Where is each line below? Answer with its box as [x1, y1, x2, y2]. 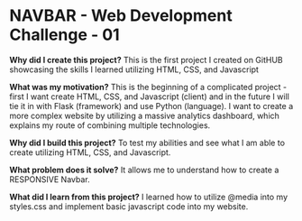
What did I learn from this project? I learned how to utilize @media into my [9, 191, 288, 202]
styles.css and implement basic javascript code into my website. [9, 200, 249, 212]
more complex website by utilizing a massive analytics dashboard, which [9, 110, 279, 121]
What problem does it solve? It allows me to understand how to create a [9, 164, 279, 175]
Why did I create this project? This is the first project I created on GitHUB [9, 54, 284, 65]
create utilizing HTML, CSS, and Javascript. [9, 146, 171, 158]
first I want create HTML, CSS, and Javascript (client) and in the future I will [9, 91, 290, 102]
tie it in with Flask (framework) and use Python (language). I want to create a [9, 100, 294, 111]
